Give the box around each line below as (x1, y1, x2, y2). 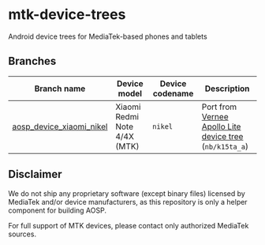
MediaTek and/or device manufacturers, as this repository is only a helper (8, 197, 248, 206)
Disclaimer (8, 168, 62, 181)
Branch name (34, 83, 86, 94)
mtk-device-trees (8, 6, 126, 24)
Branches (8, 55, 57, 68)
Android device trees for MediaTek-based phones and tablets (8, 32, 207, 41)
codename (152, 88, 194, 99)
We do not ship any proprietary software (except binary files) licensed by (8, 188, 246, 198)
